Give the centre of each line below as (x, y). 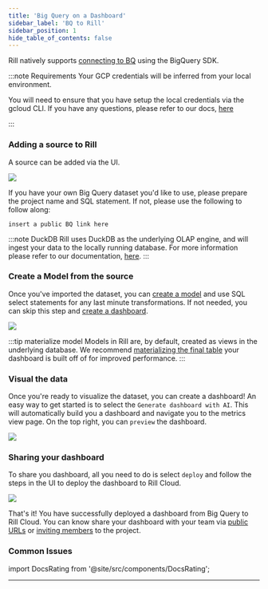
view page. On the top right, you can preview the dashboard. (108, 422)
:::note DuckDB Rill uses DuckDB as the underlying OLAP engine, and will (128, 239)
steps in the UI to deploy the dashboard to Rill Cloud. (95, 483)
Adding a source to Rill (53, 144)
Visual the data (38, 378)
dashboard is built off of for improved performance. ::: (97, 358)
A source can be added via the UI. (64, 162)
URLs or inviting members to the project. (75, 531)
